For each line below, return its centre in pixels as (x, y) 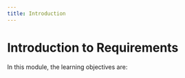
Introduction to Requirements (93, 47)
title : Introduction (37, 13)
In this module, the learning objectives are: (67, 67)
